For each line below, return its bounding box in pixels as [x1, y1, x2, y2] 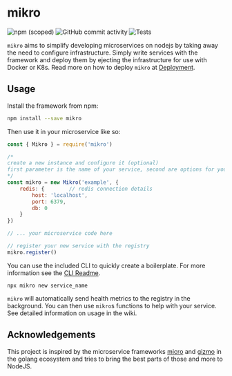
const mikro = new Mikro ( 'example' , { [7, 179, 119, 186]
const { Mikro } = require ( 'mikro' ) [7, 140, 113, 148]
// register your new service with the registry [7, 243, 150, 250]
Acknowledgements [7, 329, 96, 341]
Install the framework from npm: [7, 102, 99, 110]
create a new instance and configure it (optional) [7, 160, 159, 167]
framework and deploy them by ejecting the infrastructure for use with [7, 55, 207, 64]
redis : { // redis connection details [19, 185, 153, 192]
